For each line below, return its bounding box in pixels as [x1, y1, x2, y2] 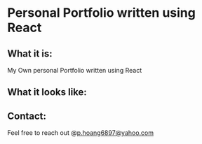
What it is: [7, 48, 53, 59]
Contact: [7, 110, 47, 122]
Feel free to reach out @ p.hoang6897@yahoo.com [7, 129, 154, 137]
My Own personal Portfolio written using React [7, 66, 142, 74]
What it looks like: [7, 86, 88, 99]
